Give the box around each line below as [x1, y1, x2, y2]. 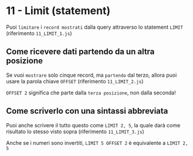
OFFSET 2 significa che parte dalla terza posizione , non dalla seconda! [6, 89, 176, 96]
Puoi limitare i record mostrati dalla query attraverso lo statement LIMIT [6, 23, 184, 30]
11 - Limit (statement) [6, 4, 110, 18]
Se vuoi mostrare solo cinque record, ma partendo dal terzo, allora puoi [6, 72, 177, 79]
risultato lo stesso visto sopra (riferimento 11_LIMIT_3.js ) [6, 128, 145, 135]
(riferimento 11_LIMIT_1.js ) [6, 29, 72, 36]
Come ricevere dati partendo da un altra [6, 47, 155, 57]
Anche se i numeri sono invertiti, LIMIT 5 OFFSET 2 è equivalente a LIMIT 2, [6, 139, 188, 146]
